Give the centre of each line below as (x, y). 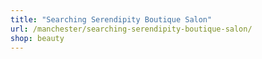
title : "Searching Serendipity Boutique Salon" (111, 19)
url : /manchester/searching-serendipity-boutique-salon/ (131, 29)
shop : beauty (37, 38)
